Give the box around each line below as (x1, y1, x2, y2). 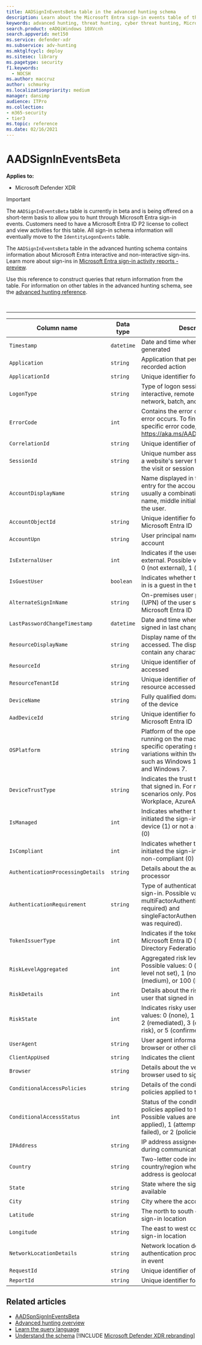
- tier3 (6, 115, 26, 121)
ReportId (9, 1277, 34, 1284)
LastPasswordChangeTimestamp (9, 620, 93, 627)
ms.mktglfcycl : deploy (6, 48, 63, 54)
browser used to (141, 1070, 188, 1079)
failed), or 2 (141, 1127, 174, 1136)
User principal (141, 531, 182, 539)
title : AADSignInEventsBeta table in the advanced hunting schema (6, 8, 176, 15)
